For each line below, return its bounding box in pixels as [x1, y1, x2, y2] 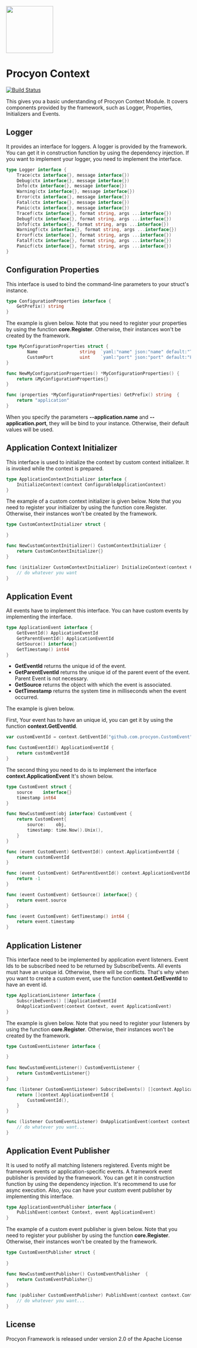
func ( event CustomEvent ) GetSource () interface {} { [6, 892, 138, 897]
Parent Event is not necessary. [14, 675, 89, 682]
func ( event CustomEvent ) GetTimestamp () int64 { [6, 913, 130, 919]
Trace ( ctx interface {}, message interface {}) [16, 172, 130, 178]
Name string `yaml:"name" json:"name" [27, 349, 164, 355]
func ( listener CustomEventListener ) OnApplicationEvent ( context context [6, 1119, 191, 1125]
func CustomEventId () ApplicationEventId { [6, 745, 114, 751]
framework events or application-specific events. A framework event [6, 1168, 172, 1175]
